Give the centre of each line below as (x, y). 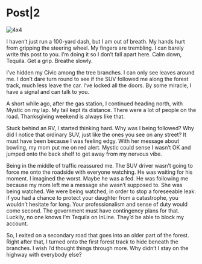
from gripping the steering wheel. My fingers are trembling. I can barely (95, 48)
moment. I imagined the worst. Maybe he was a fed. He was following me (97, 178)
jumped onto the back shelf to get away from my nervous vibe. (84, 154)
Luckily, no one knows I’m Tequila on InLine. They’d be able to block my (95, 217)
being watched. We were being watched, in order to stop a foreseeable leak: (101, 191)
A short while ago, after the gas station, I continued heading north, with (95, 104)
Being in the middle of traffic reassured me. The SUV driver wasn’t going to (99, 165)
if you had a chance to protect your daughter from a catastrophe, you (93, 197)
